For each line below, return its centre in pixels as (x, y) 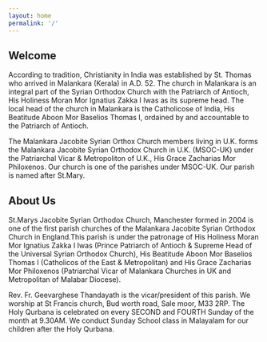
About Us (32, 201)
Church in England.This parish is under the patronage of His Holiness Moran (133, 237)
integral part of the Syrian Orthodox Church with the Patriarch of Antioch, (129, 92)
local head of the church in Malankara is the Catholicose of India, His (122, 109)
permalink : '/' (34, 23)
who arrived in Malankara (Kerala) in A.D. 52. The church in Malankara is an (133, 83)
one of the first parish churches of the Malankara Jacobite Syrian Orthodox (132, 228)
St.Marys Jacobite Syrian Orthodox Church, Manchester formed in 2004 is (131, 220)
